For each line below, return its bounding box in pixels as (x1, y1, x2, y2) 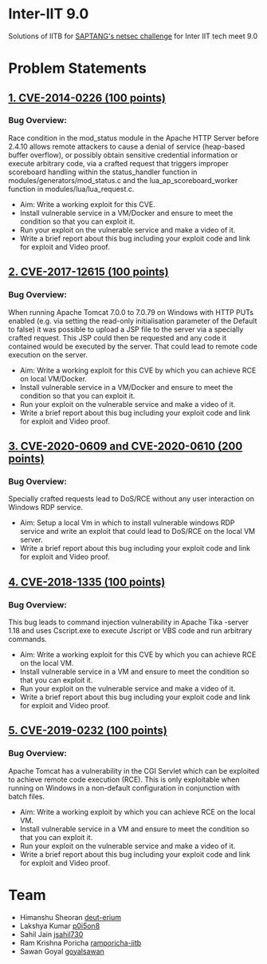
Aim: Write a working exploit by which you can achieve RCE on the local (19, 807, 256, 816)
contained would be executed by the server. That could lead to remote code (8, 341, 257, 351)
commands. (8, 634, 48, 643)
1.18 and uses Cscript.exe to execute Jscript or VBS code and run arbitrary (8, 625, 253, 635)
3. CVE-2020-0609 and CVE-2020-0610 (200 (8, 439, 243, 452)
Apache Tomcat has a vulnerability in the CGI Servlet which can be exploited (8, 766, 260, 775)
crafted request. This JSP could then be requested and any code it (8, 333, 227, 342)
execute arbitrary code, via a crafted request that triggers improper (8, 158, 229, 168)
